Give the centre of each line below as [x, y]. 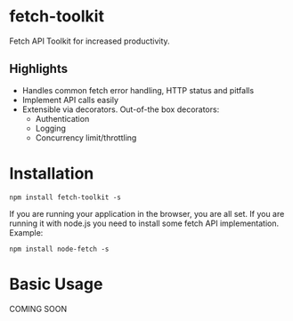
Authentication [62, 118]
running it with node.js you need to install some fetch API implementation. [144, 223]
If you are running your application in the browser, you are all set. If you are [147, 213]
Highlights [39, 69]
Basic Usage [56, 284]
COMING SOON [38, 309]
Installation [52, 173]
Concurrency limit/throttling [86, 137]
